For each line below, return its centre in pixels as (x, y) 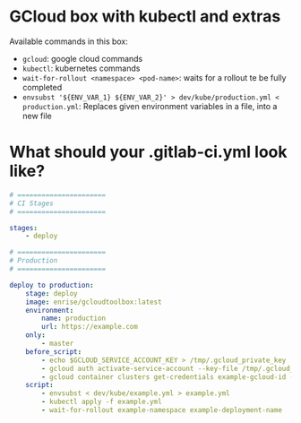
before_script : (54, 351)
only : (36, 335)
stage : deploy (52, 293)
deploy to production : (52, 285)
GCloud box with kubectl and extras (145, 17)
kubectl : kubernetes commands (81, 68)
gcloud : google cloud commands (82, 58)
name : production (73, 319)
